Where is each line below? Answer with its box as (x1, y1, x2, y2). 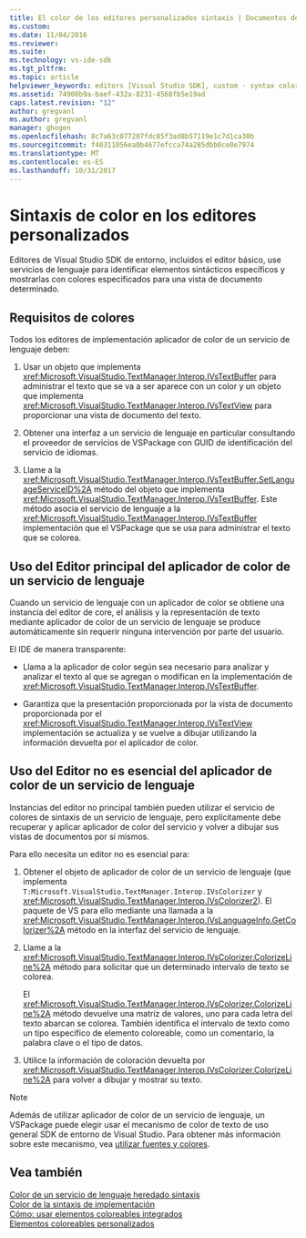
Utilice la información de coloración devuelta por (22, 1054, 206, 1066)
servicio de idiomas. (22, 447, 98, 458)
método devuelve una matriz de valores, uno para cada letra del (53, 1008, 293, 1018)
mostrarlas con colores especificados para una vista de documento (9, 274, 263, 285)
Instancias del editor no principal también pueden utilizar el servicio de (9, 802, 275, 813)
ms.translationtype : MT (9, 148, 100, 158)
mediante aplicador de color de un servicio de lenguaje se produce (9, 616, 261, 627)
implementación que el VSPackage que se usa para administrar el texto (22, 523, 291, 534)
